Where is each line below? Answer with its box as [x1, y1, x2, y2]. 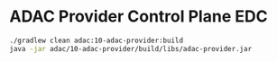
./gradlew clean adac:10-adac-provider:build [9, 36, 183, 45]
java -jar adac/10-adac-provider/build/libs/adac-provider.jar [9, 44, 253, 53]
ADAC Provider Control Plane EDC [9, 6, 268, 27]
